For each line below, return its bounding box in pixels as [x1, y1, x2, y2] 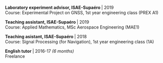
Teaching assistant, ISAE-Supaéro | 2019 [5, 19, 89, 25]
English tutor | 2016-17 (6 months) [5, 48, 74, 54]
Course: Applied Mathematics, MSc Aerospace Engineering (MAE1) [5, 24, 140, 30]
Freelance [5, 53, 25, 59]
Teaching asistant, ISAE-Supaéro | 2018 [5, 34, 87, 39]
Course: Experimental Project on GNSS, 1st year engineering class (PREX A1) [5, 10, 159, 16]
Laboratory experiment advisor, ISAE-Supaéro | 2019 [5, 5, 114, 10]
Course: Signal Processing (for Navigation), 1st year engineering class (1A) [5, 39, 154, 45]
